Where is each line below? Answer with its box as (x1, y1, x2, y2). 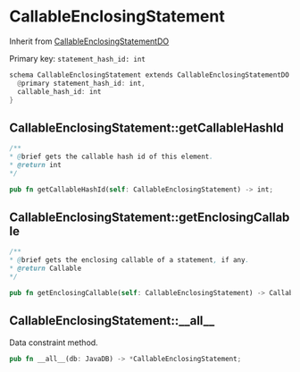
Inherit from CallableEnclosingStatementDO (9, 36, 170, 46)
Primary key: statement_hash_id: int (9, 53, 146, 63)
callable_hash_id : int (17, 87, 102, 96)
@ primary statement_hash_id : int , (17, 79, 146, 88)
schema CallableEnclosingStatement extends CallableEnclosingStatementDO (9, 70, 290, 80)
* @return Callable (9, 264, 82, 274)
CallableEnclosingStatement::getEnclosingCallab (9, 210, 290, 225)
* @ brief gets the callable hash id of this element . (9, 152, 214, 162)
